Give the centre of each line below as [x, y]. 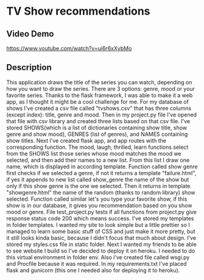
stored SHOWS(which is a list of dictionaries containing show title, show [97, 127]
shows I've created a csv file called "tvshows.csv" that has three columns [99, 108]
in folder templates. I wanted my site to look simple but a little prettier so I [98, 224]
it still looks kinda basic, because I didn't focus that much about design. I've [101, 238]
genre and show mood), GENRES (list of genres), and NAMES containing [97, 134]
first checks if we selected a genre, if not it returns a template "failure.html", [101, 173]
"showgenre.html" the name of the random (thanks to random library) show [101, 192]
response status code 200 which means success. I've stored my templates [100, 218]
